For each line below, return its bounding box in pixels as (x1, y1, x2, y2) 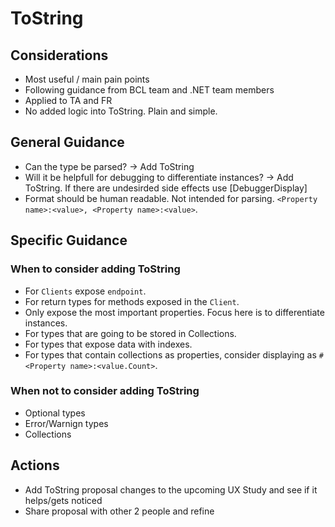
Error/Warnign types (24, 417, 109, 429)
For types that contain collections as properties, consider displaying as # (24, 348, 324, 361)
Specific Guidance (10, 232, 128, 249)
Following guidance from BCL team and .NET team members (24, 84, 275, 96)
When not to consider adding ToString (10, 384, 200, 398)
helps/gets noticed (24, 494, 103, 506)
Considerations (10, 47, 109, 64)
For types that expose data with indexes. (24, 338, 193, 350)
